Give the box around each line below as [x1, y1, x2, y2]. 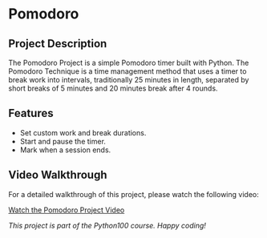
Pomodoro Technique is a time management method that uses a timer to [8, 67, 247, 76]
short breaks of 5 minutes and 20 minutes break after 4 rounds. [8, 83, 218, 93]
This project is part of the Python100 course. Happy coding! [8, 220, 207, 230]
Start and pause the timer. [19, 136, 107, 146]
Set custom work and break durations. [19, 127, 147, 137]
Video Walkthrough [8, 168, 107, 182]
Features [8, 107, 54, 120]
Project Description [8, 37, 107, 50]
